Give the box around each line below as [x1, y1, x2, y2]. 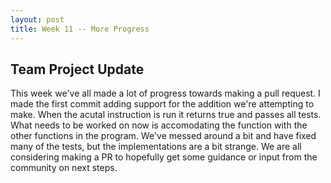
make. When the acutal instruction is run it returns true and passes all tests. [10, 109, 322, 121]
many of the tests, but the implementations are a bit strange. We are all [10, 141, 302, 153]
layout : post [10, 14, 65, 25]
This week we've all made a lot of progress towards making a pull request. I [10, 87, 321, 100]
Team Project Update [10, 61, 145, 78]
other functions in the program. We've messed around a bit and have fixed [10, 130, 317, 142]
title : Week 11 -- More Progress [10, 24, 150, 34]
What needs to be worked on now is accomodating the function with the [10, 119, 308, 131]
